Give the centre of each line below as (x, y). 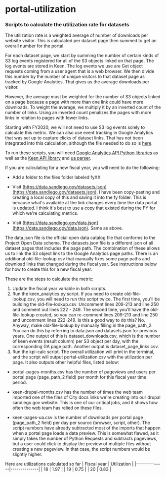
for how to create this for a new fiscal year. (49, 269)
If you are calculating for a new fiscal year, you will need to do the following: (83, 168)
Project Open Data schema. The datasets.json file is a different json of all (79, 243)
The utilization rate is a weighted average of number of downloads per (77, 35)
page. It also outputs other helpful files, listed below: (66, 362)
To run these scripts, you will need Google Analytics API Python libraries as (82, 153)
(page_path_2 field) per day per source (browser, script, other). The (81, 423)
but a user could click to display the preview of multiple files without (82, 444)
